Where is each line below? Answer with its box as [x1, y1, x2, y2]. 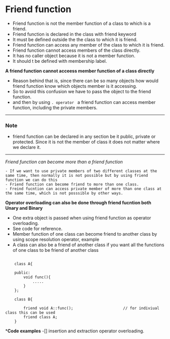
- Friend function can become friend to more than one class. [5, 182, 139, 187]
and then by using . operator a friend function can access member [12, 99, 156, 105]
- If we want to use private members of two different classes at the [5, 169, 157, 174]
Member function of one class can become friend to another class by [12, 231, 157, 237]
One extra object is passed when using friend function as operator [12, 215, 151, 221]
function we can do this [5, 177, 58, 183]
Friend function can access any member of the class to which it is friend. [12, 42, 165, 48]
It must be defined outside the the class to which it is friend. [12, 36, 138, 43]
